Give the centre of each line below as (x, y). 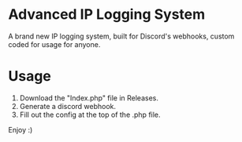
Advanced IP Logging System (107, 15)
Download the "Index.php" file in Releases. (89, 98)
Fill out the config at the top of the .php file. (90, 115)
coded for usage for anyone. (54, 44)
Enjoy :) (20, 129)
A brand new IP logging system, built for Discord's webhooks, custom (121, 36)
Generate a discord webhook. (68, 106)
